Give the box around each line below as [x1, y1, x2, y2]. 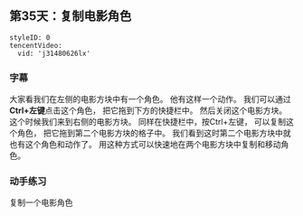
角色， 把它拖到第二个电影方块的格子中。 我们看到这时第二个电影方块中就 [16, 127, 291, 138]
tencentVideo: [9, 41, 63, 50]
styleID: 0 [9, 33, 51, 42]
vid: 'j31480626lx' [17, 49, 91, 58]
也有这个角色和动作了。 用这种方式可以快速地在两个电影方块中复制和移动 [9, 139, 281, 150]
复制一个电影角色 [9, 197, 73, 208]
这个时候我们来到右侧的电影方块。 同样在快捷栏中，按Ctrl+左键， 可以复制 [9, 117, 287, 127]
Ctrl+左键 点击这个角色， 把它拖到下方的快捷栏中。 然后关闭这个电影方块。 [9, 105, 288, 116]
